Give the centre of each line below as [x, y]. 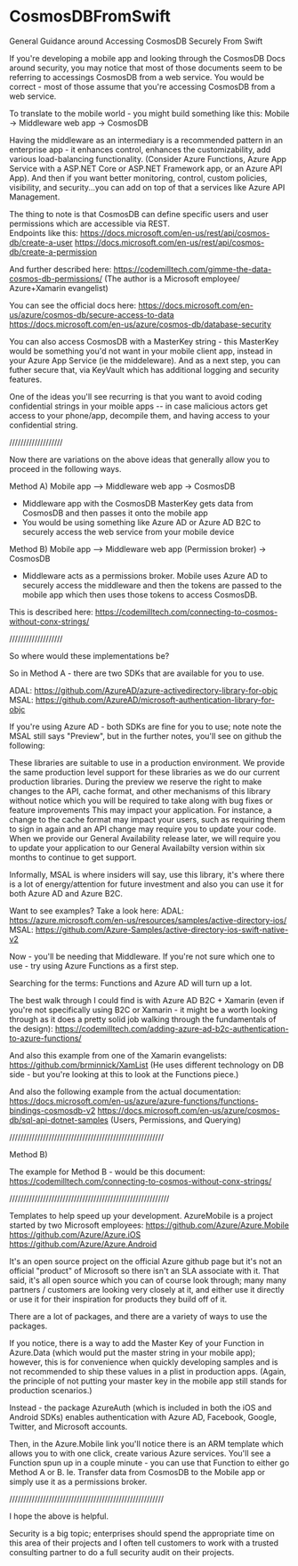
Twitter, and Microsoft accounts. [68, 1426]
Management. [35, 197]
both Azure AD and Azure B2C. [66, 893]
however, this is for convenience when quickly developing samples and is [144, 1362]
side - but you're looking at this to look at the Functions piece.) [124, 1074]
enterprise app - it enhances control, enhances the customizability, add [140, 150]
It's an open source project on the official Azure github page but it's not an [146, 1261]
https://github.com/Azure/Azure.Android [83, 1244]
